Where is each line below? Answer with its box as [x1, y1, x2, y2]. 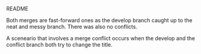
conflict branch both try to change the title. [6, 41, 113, 48]
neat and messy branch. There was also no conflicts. [6, 23, 138, 30]
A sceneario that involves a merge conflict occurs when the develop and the [6, 35, 196, 41]
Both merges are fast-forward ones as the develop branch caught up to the [6, 17, 193, 23]
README [6, 5, 29, 12]
